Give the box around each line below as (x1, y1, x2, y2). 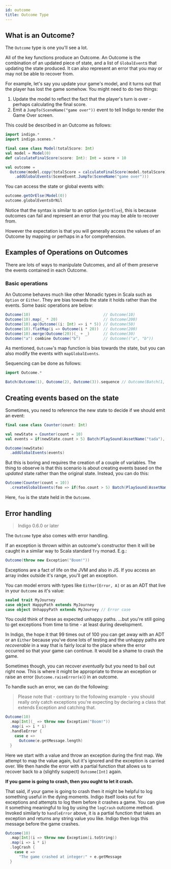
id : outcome (5, 7, 31, 13)
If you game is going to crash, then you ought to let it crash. (5, 778, 134, 784)
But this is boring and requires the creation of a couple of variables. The (5, 460, 156, 466)
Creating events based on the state (5, 393, 119, 402)
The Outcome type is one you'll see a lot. (5, 44, 88, 51)
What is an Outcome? (5, 31, 75, 40)
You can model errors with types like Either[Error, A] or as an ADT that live (5, 582, 166, 588)
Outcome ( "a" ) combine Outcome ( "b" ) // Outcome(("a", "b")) (5, 336, 154, 341)
